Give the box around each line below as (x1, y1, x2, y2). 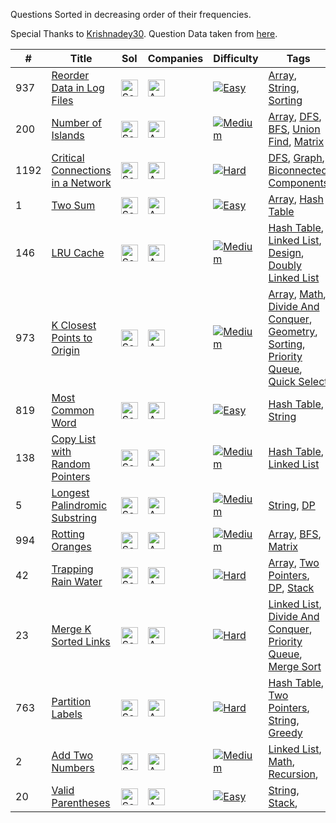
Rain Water (51, 575, 103, 588)
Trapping (51, 562, 94, 576)
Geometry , (268, 325, 318, 338)
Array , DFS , (268, 110, 322, 123)
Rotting (51, 527, 85, 541)
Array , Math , (268, 287, 327, 301)
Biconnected (268, 164, 328, 177)
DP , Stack (268, 581, 315, 594)
